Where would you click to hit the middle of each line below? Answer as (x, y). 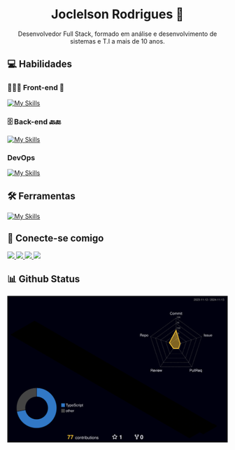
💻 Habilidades (40, 64)
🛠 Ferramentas (41, 196)
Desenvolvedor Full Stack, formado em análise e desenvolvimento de (117, 34)
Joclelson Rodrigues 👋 (117, 14)
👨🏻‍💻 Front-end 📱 (36, 88)
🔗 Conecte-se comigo (56, 238)
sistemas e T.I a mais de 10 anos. (117, 41)
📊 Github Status (44, 279)
